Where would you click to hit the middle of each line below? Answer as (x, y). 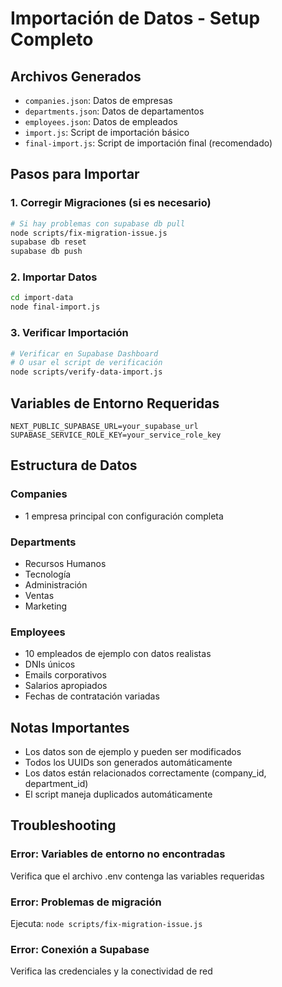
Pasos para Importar (75, 174)
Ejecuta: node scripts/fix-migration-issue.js (106, 924)
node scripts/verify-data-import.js (86, 372)
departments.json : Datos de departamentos (114, 111)
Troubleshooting (63, 825)
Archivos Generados (76, 76)
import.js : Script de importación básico (107, 132)
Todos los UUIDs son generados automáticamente (128, 763)
